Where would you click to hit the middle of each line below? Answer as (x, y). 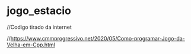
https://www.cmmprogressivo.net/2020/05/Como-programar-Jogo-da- (98, 38)
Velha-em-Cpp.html (31, 45)
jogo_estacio (39, 11)
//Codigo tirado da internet (39, 27)
